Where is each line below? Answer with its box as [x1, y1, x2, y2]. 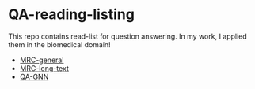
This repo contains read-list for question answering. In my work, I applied [8, 32, 247, 41]
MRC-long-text [19, 63, 69, 72]
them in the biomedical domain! [8, 39, 111, 49]
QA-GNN [19, 72, 49, 81]
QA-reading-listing [8, 6, 135, 24]
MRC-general [19, 55, 64, 65]
